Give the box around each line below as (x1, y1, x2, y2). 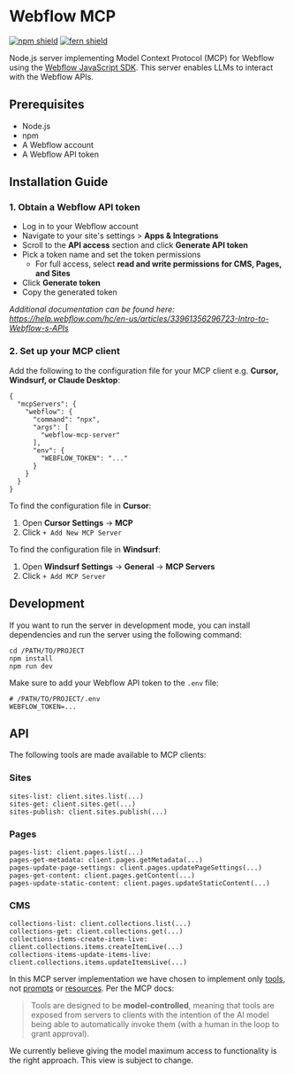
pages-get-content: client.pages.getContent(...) (9, 870, 196, 880)
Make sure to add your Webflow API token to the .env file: (9, 677, 219, 688)
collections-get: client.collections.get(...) (9, 927, 184, 936)
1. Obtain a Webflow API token (9, 201, 141, 213)
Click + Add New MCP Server (21, 527, 122, 537)
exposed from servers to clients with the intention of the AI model (30, 1009, 269, 1020)
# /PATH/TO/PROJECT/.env (9, 694, 101, 703)
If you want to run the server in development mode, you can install (9, 620, 251, 630)
